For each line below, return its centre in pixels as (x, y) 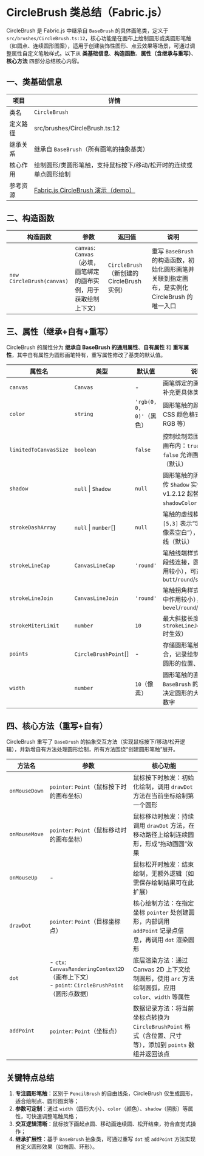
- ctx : (58, 962)
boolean (85, 450)
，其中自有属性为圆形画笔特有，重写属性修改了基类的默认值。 (89, 355)
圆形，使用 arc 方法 (167, 979)
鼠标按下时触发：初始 (163, 778)
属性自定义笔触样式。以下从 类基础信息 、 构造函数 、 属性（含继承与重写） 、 (104, 53)
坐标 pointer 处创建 (161, 912)
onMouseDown (27, 791)
